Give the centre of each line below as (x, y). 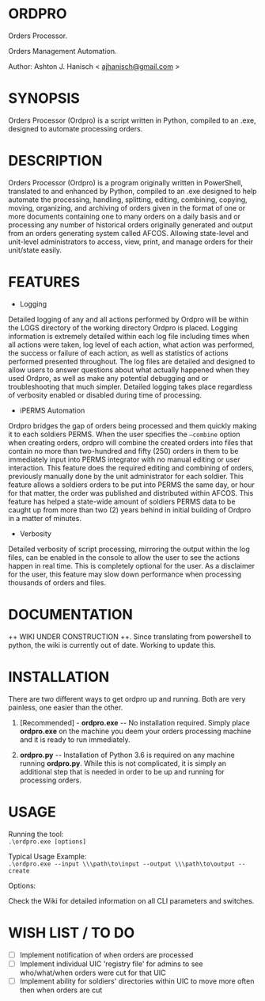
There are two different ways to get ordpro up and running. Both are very (127, 698)
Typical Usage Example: (47, 856)
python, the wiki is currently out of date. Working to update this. (112, 645)
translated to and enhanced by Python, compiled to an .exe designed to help (132, 191)
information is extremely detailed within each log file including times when (129, 336)
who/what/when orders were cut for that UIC (93, 972)
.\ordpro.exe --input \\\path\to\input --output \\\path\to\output (122, 864)
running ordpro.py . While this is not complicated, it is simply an (123, 763)
